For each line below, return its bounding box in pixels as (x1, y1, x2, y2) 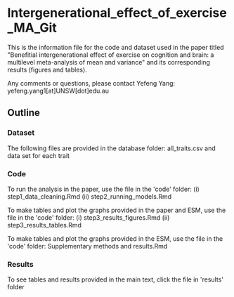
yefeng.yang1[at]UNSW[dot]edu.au (7, 86, 109, 95)
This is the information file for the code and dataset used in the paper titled (7, 43, 224, 51)
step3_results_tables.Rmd (7, 220, 82, 229)
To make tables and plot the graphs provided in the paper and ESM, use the (7, 206, 226, 214)
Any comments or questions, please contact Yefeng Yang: (7, 79, 176, 87)
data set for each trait (7, 151, 70, 159)
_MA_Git (7, 20, 58, 36)
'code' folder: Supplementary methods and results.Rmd (7, 242, 168, 250)
